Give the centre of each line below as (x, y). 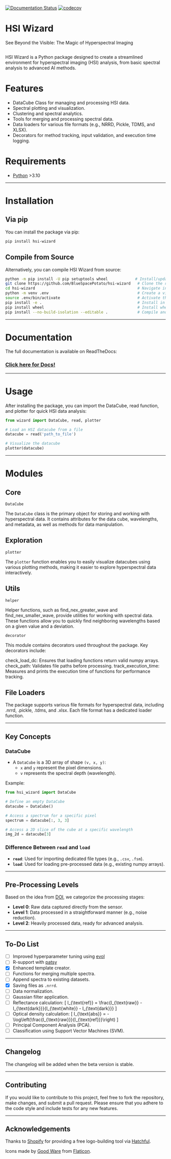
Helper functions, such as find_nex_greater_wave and (62, 610)
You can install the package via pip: (42, 232)
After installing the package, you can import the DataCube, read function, (82, 406)
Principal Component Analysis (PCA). (52, 1025)
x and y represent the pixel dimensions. (61, 768)
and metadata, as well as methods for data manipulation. (65, 525)
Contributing (26, 1085)
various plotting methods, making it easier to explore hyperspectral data (81, 567)
